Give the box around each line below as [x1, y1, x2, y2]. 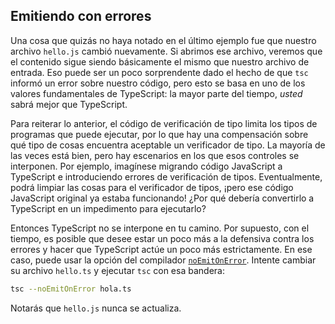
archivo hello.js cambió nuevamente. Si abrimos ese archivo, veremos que [10, 45, 323, 57]
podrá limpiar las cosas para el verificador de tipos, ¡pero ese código [10, 181, 294, 193]
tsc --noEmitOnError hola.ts [10, 284, 132, 294]
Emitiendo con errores [10, 8, 152, 25]
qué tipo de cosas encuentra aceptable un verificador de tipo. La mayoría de [10, 139, 326, 151]
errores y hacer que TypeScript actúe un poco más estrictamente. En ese [10, 243, 313, 255]
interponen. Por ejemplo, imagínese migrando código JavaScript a [10, 160, 283, 172]
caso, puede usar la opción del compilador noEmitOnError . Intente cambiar [10, 254, 317, 266]
